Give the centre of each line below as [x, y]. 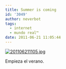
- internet [21, 28]
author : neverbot [23, 19]
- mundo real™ [24, 33]
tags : [11, 24]
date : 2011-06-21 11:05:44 [33, 38]
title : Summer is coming [31, 10]
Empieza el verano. [25, 61]
